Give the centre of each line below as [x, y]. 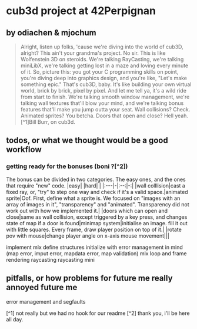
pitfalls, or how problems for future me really [89, 278]
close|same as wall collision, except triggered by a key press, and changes [97, 217]
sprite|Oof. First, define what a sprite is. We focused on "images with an [93, 198]
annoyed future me [42, 287]
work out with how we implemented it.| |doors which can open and [87, 210]
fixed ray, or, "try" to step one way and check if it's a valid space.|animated [97, 192]
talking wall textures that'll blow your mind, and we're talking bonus [102, 103]
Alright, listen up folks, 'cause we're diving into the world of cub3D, [102, 47]
